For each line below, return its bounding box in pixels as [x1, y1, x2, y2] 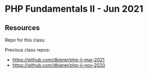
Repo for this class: [5, 37, 46, 43]
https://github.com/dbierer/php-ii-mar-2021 [12, 57, 105, 63]
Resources [5, 23, 40, 32]
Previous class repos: [5, 47, 50, 53]
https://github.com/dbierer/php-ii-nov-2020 [12, 62, 105, 68]
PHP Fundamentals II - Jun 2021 [5, 3, 143, 15]
